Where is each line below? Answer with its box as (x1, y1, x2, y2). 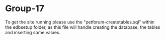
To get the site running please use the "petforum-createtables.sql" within (5, 19, 155, 25)
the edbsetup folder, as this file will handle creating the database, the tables (5, 24, 161, 30)
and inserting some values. (5, 29, 61, 35)
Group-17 (5, 3, 45, 14)
